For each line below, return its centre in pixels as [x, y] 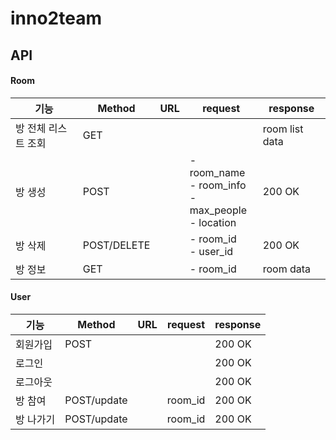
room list [283, 129]
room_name [217, 172]
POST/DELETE [116, 245]
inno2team [56, 18]
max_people [218, 210]
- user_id [211, 251]
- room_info [218, 185]
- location [213, 222]
